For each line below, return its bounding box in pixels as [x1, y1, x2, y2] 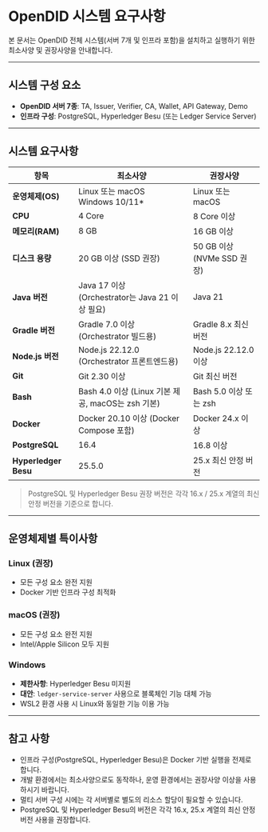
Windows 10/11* [78, 196, 145, 207]
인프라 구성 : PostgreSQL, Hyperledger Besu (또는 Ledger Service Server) [19, 111, 257, 121]
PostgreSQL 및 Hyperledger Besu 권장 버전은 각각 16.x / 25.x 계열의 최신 [27, 489, 260, 498]
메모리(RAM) [12, 226, 60, 237]
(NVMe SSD [192, 253, 238, 264]
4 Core [78, 210, 104, 221]
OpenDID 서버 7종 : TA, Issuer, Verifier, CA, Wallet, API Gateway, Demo [19, 101, 249, 110]
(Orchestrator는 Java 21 [78, 291, 169, 302]
